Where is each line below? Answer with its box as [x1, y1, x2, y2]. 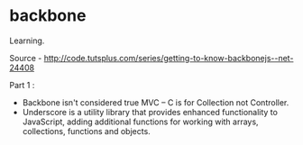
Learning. [9, 35, 45, 46]
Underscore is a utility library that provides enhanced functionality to [22, 106, 278, 117]
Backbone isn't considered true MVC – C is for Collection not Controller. [22, 96, 289, 108]
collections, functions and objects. [22, 125, 151, 136]
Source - [9, 52, 42, 63]
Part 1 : [9, 79, 35, 90]
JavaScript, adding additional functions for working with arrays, [22, 116, 259, 127]
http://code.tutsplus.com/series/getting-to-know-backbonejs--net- [43, 52, 294, 63]
